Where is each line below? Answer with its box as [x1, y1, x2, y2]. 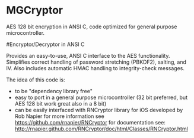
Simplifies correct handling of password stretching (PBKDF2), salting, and [6, 58, 187, 65]
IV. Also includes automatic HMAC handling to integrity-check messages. [6, 64, 185, 71]
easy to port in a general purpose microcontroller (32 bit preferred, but [14, 94, 188, 101]
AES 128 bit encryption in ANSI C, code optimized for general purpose [6, 23, 177, 30]
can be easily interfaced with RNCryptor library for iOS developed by [14, 106, 183, 113]
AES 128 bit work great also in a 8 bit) [14, 100, 107, 107]
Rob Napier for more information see [14, 113, 105, 120]
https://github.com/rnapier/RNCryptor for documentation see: [14, 119, 166, 126]
